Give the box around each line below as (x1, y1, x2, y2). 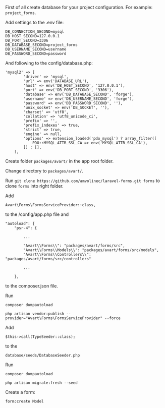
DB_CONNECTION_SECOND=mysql (5, 29, 65, 34)
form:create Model (5, 399, 44, 404)
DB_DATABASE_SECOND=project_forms (5, 42, 78, 47)
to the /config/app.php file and (5, 211, 69, 217)
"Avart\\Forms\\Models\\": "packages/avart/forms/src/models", (23, 248, 159, 253)
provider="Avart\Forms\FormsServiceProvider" (5, 316, 102, 321)
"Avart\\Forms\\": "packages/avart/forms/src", (23, 243, 125, 248)
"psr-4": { (14, 225, 37, 230)
